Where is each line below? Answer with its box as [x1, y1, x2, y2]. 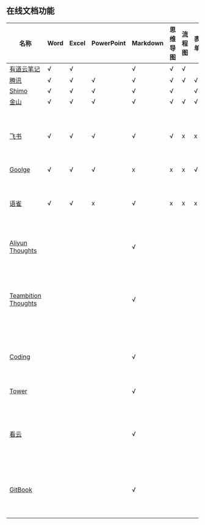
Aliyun [9, 238, 27, 247]
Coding [9, 352, 31, 361]
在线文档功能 [6, 6, 55, 17]
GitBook [9, 485, 32, 494]
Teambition [9, 291, 41, 299]
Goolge [9, 165, 31, 174]
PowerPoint [91, 39, 126, 47]
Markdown [131, 39, 164, 47]
